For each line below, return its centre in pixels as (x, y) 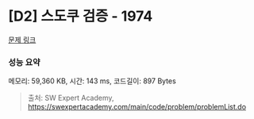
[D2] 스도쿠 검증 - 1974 (81, 16)
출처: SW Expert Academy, (71, 98)
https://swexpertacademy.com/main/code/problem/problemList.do (137, 107)
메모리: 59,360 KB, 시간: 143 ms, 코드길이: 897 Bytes (92, 81)
